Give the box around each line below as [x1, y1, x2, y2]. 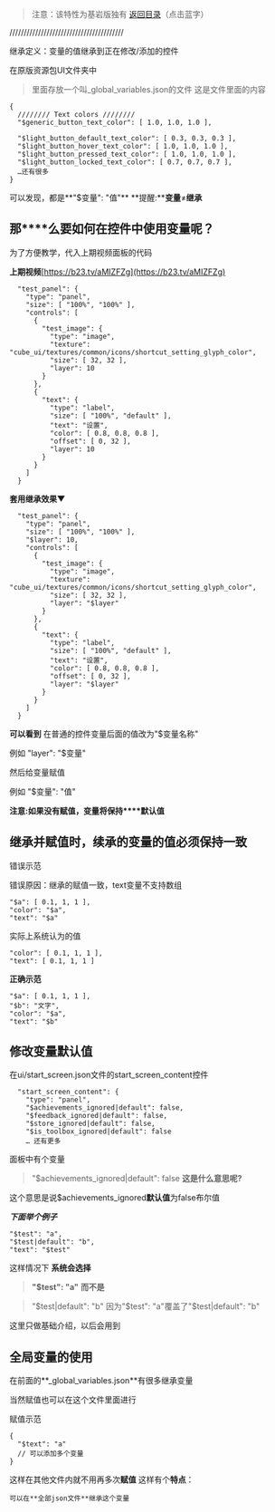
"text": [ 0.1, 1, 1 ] [9, 956, 95, 966]
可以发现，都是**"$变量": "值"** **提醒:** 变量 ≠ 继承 [9, 192, 203, 203]
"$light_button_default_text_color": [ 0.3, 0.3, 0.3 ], [17, 134, 237, 143]
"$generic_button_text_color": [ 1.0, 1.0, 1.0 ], [17, 118, 213, 127]
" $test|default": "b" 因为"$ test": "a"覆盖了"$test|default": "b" [31, 1301, 261, 1312]
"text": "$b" [9, 1016, 59, 1026]
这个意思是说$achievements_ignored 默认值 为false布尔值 [9, 1192, 220, 1203]
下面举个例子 [9, 1211, 57, 1222]
